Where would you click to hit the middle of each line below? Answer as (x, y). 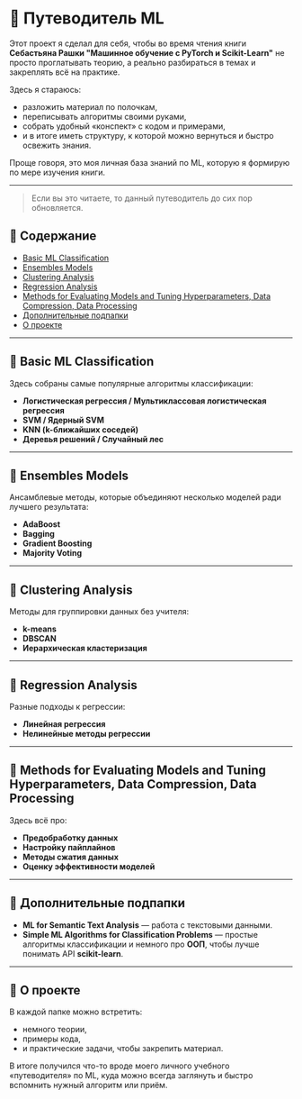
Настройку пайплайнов (69, 847)
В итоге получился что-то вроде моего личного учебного (120, 1066)
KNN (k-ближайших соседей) (80, 429)
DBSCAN (39, 639)
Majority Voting (52, 553)
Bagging (39, 534)
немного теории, (54, 1030)
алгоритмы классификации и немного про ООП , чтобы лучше (141, 944)
